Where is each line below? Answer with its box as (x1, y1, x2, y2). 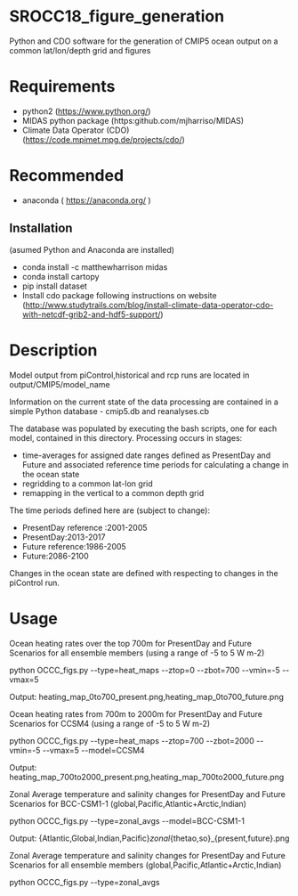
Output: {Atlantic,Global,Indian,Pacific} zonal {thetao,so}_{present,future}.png (9, 833, 290, 843)
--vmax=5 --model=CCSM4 (42, 745, 145, 755)
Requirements (9, 77, 116, 97)
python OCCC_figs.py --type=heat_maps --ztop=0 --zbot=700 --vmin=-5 (9, 664, 280, 675)
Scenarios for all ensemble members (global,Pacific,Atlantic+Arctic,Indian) (9, 859, 282, 870)
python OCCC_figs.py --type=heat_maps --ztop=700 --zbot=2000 (9, 735, 255, 745)
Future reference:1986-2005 (21, 541, 126, 551)
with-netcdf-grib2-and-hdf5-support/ (21, 309, 161, 320)
